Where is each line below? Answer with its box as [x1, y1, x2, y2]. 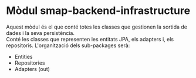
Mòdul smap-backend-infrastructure [6, 4, 191, 17]
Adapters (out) [14, 65, 50, 72]
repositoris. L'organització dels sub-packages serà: [6, 42, 130, 49]
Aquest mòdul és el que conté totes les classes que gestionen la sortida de [6, 23, 188, 30]
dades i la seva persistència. [6, 29, 75, 36]
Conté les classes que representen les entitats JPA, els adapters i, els [6, 36, 174, 42]
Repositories [14, 59, 45, 66]
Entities [14, 53, 33, 60]
